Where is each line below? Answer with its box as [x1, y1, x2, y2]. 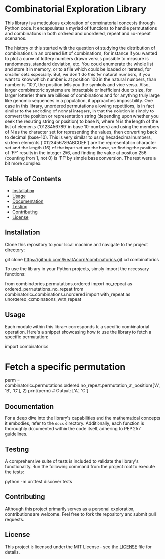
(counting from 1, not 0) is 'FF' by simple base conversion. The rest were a [5, 155, 156, 161]
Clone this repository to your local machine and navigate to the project [5, 241, 148, 247]
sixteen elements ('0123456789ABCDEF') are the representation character [5, 139, 157, 145]
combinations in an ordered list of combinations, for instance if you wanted [5, 50, 158, 56]
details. [5, 549, 20, 555]
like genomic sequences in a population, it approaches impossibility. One [5, 97, 153, 103]
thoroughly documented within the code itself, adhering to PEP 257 [5, 426, 141, 432]
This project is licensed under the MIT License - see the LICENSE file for [5, 544, 152, 550]
